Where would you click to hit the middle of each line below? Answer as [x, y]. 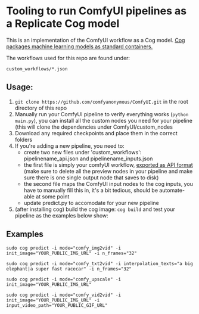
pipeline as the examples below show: [61, 215]
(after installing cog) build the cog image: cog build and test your [95, 209]
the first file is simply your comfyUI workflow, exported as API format [108, 164]
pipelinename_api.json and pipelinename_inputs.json [88, 158]
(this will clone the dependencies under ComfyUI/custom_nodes [94, 127]
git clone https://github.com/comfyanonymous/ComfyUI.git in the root [102, 101]
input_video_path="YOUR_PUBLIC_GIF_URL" [57, 305]
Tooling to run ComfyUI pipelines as [96, 11]
